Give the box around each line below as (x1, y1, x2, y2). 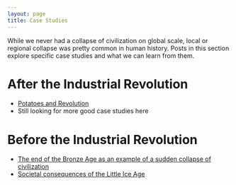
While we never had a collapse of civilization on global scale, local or (7, 36, 208, 44)
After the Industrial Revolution (7, 76, 189, 92)
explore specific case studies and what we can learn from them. (7, 51, 195, 60)
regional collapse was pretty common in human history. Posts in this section (7, 44, 230, 52)
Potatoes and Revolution (17, 100, 89, 108)
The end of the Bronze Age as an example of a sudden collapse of (17, 155, 211, 163)
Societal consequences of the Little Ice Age (17, 170, 145, 179)
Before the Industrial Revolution (7, 131, 198, 148)
